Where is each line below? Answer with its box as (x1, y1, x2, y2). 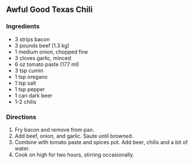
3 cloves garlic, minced (14, 54, 72, 61)
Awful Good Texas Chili (6, 5, 93, 15)
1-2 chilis (14, 98, 36, 105)
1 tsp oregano (14, 73, 48, 80)
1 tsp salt (14, 79, 36, 86)
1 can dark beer (14, 92, 53, 99)
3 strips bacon (14, 35, 50, 43)
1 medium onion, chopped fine (14, 48, 88, 55)
